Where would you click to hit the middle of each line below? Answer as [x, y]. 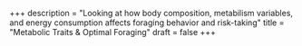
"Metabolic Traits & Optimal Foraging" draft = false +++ [112, 32]
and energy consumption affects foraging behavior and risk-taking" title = [147, 23]
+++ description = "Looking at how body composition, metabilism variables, [151, 13]
